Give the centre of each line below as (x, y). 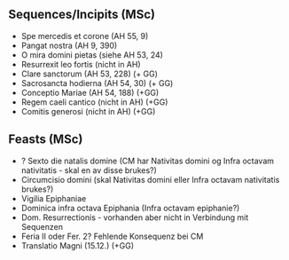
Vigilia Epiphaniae (54, 198)
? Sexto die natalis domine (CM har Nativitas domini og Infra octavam (148, 161)
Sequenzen (42, 226)
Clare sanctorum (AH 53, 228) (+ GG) (90, 74)
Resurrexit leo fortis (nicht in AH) (81, 64)
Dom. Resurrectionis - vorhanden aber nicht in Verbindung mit (135, 217)
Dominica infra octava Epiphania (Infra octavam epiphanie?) (130, 208)
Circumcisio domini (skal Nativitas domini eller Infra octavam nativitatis (150, 179)
